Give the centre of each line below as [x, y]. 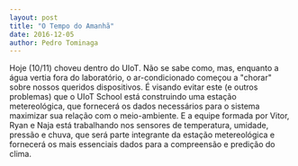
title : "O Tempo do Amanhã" [62, 26]
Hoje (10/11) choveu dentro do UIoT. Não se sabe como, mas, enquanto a [144, 68]
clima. [20, 154]
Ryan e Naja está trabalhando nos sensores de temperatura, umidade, [139, 126]
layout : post [34, 17]
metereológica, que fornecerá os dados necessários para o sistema [135, 106]
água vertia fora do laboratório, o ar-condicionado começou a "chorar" [140, 78]
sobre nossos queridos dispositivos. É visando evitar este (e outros [134, 87]
